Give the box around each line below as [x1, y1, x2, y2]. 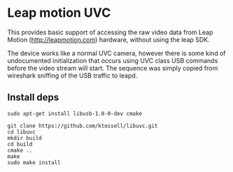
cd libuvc [7, 128, 36, 136]
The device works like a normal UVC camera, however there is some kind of [7, 49, 226, 57]
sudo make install [7, 159, 61, 166]
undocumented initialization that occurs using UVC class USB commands [7, 56, 218, 64]
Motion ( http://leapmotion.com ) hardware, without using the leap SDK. [7, 35, 210, 43]
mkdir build [7, 134, 42, 141]
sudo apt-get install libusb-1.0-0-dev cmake [7, 110, 142, 117]
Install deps [7, 92, 59, 103]
